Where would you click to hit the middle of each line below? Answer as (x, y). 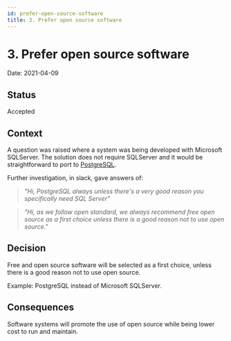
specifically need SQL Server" (67, 199)
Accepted (21, 112)
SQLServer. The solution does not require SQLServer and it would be (105, 157)
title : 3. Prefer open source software (65, 20)
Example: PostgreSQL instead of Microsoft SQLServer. (85, 285)
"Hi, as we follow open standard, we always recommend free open (119, 212)
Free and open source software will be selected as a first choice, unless (110, 265)
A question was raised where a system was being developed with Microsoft (115, 150)
